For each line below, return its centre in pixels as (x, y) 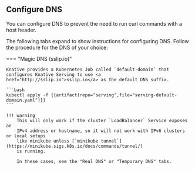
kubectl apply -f (27, 95)
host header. (21, 30)
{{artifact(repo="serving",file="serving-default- (114, 95)
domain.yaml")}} (26, 100)
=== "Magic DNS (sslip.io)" (39, 58)
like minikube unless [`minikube (58, 141)
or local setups (26, 136)
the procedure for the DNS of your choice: (57, 47)
